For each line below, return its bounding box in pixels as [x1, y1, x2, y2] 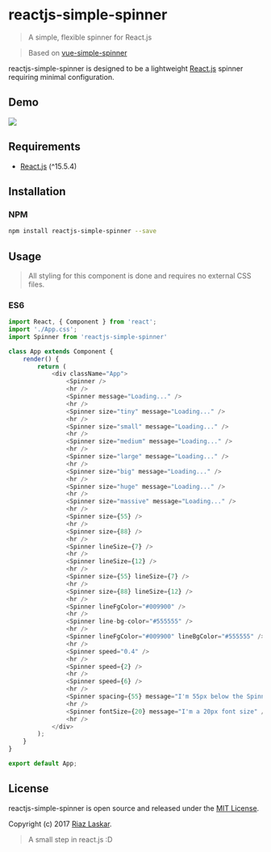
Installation [8, 184, 66, 198]
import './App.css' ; [8, 325, 78, 334]
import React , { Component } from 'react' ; [8, 318, 157, 326]
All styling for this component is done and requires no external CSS [27, 270, 252, 280]
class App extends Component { [8, 347, 114, 356]
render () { [23, 355, 60, 363]
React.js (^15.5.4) [19, 161, 77, 171]
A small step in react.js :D [27, 834, 113, 844]
